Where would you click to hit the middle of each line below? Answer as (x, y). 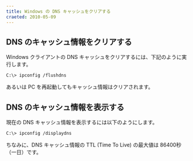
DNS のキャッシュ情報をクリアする (69, 42)
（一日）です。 (24, 152)
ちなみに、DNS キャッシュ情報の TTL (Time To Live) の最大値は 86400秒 (94, 145)
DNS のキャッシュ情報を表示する (65, 107)
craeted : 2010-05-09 (31, 17)
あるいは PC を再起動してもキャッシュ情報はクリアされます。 (80, 87)
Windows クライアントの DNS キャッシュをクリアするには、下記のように (94, 57)
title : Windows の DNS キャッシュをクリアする (58, 11)
